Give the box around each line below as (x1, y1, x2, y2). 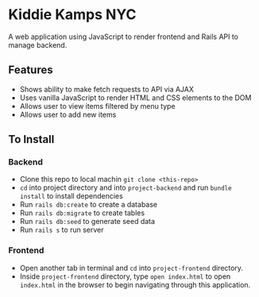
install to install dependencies (19, 191, 123, 201)
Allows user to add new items (19, 110, 117, 119)
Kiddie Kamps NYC (8, 6, 137, 24)
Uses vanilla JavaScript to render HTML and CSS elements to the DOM (19, 93, 252, 102)
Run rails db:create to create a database (19, 200, 158, 210)
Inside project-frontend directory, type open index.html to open (19, 272, 231, 281)
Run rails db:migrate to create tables (19, 208, 145, 218)
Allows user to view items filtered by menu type (19, 101, 176, 110)
